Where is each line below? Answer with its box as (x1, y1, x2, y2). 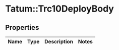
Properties (5, 23, 39, 32)
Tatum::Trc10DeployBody (5, 3, 114, 15)
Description (44, 38, 73, 45)
